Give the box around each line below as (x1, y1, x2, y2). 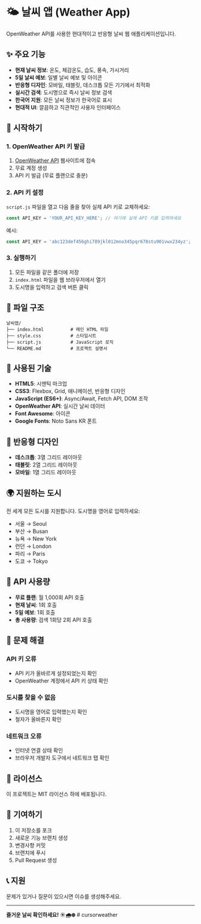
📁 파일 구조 (6, 303, 45, 313)
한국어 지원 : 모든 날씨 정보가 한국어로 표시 (14, 96, 112, 103)
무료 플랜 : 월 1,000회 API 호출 (14, 593, 85, 601)
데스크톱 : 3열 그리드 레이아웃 (14, 454, 83, 461)
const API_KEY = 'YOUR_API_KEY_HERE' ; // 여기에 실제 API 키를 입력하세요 (6, 215, 181, 221)
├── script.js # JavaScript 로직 (6, 339, 114, 345)
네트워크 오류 (6, 732, 42, 740)
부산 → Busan (14, 527, 48, 535)
